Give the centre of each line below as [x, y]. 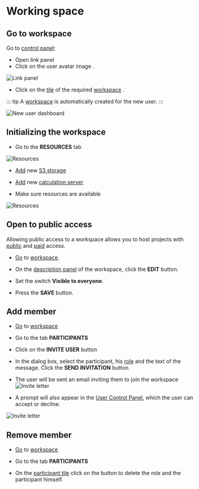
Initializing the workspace [56, 132]
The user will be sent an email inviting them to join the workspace [96, 379]
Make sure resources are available [58, 194]
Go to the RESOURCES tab [48, 147]
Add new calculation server [49, 182]
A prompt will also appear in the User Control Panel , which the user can [104, 398]
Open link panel [34, 60]
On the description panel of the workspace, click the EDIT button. [97, 269]
